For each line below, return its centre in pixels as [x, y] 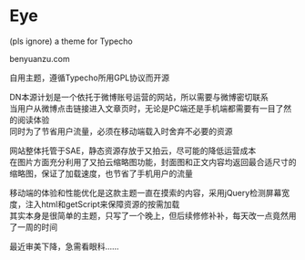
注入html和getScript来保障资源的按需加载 [102, 204]
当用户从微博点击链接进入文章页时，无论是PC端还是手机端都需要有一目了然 [151, 108]
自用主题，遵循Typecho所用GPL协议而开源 [90, 78]
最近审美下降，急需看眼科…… [65, 246]
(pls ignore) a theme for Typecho [71, 41]
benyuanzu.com [40, 58]
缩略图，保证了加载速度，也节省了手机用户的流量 [101, 173]
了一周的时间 [33, 227]
